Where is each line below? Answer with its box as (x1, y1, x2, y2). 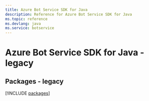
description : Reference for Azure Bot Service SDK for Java (5, 12, 133, 17)
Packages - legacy (5, 77, 64, 86)
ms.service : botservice (5, 26, 55, 31)
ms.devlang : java (5, 21, 41, 26)
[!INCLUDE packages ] (5, 90, 50, 97)
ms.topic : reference (5, 16, 48, 21)
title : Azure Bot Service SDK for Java (5, 7, 88, 12)
